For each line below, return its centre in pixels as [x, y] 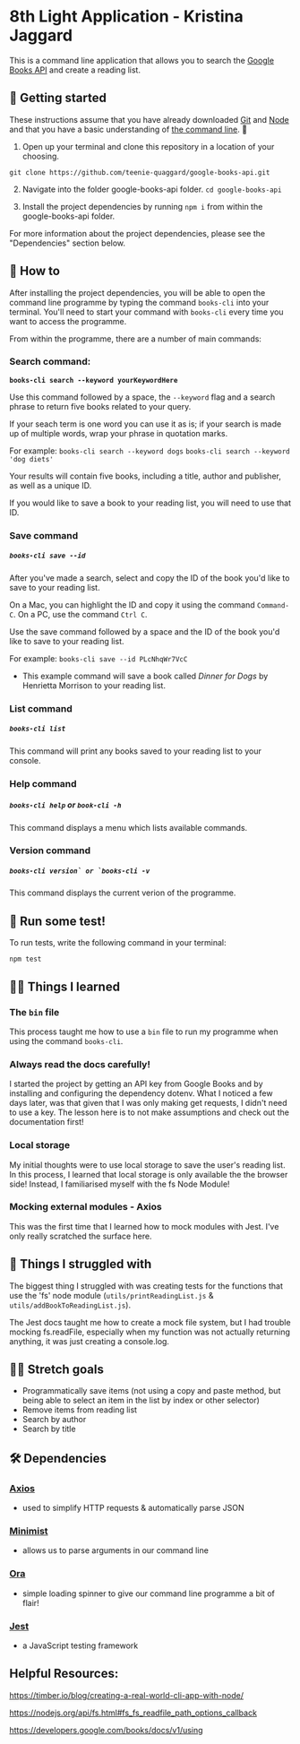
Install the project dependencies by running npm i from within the [142, 206]
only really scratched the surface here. [81, 1236]
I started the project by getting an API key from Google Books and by [136, 1084]
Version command [50, 850]
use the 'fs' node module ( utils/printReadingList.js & [111, 1295]
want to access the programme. [68, 321]
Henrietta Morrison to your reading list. [94, 685]
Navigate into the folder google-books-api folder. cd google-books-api [152, 189]
